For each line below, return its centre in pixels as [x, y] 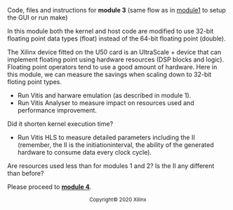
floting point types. [34, 82]
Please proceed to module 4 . [49, 187]
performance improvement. [57, 110]
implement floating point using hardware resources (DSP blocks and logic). [116, 59]
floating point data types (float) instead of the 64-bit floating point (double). [116, 38]
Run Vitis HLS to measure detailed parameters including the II [106, 137]
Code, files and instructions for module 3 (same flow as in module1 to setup [116, 10]
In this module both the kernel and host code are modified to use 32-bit [111, 31]
